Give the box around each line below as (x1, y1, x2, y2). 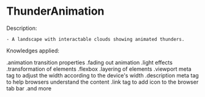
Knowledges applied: (6, 47, 60, 54)
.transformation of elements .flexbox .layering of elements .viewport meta (6, 65, 192, 73)
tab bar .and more (6, 84, 52, 92)
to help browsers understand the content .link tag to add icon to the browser (6, 78, 199, 85)
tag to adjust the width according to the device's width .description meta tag (6, 71, 199, 79)
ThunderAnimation (6, 4, 105, 18)
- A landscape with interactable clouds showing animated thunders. (6, 36, 185, 42)
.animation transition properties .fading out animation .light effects (6, 59, 173, 66)
